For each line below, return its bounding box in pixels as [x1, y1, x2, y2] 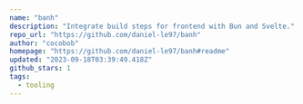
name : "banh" [9, 13, 59, 23]
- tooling [17, 80, 55, 90]
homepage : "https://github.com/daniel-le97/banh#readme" [9, 47, 230, 56]
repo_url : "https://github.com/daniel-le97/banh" [9, 30, 202, 39]
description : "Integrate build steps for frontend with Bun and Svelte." [9, 22, 296, 31]
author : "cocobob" [9, 38, 79, 48]
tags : [9, 72, 30, 81]
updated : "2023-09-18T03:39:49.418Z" [9, 55, 153, 64]
